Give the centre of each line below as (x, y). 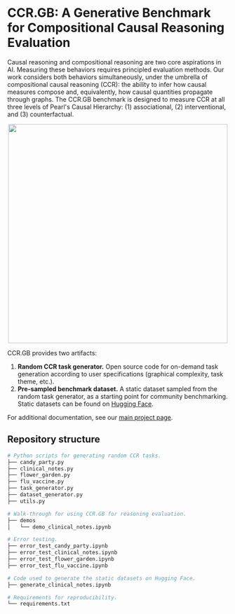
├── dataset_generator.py (45, 495)
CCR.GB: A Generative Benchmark (109, 13)
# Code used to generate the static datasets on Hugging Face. (102, 578)
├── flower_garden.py (39, 475)
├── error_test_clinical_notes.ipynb (62, 553)
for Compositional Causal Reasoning (116, 28)
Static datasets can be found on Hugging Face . (86, 404)
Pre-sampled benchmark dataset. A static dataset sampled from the (117, 389)
